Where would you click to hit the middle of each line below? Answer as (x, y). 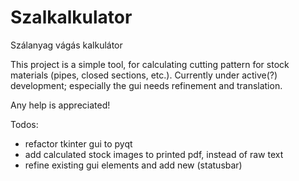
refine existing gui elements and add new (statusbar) (133, 165)
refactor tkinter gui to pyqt (78, 143)
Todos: (24, 124)
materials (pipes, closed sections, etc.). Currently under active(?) (144, 75)
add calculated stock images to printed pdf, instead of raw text (154, 154)
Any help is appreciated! (60, 105)
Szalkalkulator (71, 17)
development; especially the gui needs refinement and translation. (146, 85)
